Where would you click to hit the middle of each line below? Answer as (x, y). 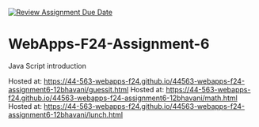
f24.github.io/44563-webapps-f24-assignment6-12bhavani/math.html (123, 98)
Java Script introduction (48, 65)
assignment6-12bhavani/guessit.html (69, 89)
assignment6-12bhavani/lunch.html (66, 114)
